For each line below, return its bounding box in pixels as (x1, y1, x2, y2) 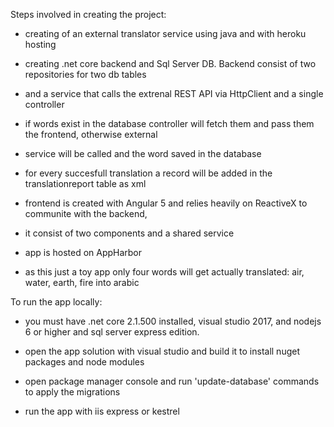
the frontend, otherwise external (24, 129, 158, 140)
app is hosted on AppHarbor (24, 247, 143, 258)
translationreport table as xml (24, 178, 147, 189)
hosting (24, 39, 57, 50)
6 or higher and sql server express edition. (24, 326, 200, 338)
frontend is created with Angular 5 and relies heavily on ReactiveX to (24, 197, 308, 209)
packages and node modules (24, 356, 145, 368)
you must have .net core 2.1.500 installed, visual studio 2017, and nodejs (24, 315, 322, 327)
